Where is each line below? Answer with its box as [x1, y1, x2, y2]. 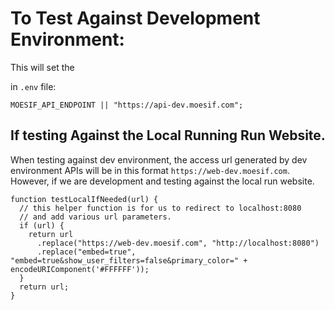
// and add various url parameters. [19, 212, 172, 222]
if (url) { [19, 220, 65, 231]
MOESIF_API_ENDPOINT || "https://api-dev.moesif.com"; [10, 100, 244, 110]
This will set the [10, 61, 75, 73]
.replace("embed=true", [36, 247, 137, 257]
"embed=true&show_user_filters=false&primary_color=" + [10, 255, 248, 266]
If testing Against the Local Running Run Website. [10, 127, 326, 144]
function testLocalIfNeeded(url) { [10, 194, 159, 204]
